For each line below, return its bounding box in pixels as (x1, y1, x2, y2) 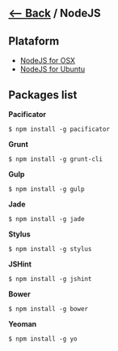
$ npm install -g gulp (8, 185, 85, 193)
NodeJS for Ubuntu (19, 64, 86, 74)
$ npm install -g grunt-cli (8, 155, 103, 163)
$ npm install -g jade (8, 215, 85, 223)
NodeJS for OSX (19, 56, 75, 66)
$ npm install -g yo (8, 335, 78, 344)
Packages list (8, 88, 78, 102)
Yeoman (8, 319, 37, 329)
